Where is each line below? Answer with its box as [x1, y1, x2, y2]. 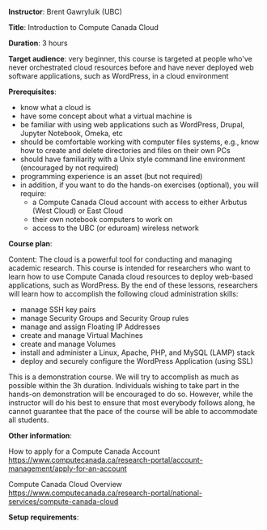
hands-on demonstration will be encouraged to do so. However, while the [8, 389, 253, 399]
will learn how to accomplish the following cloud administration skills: [8, 289, 239, 298]
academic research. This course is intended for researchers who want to [8, 263, 251, 272]
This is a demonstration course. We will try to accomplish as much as [8, 372, 239, 382]
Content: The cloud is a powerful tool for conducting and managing [8, 254, 233, 264]
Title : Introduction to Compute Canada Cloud [8, 23, 159, 32]
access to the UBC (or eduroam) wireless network [32, 223, 200, 233]
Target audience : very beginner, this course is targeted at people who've [8, 54, 252, 63]
